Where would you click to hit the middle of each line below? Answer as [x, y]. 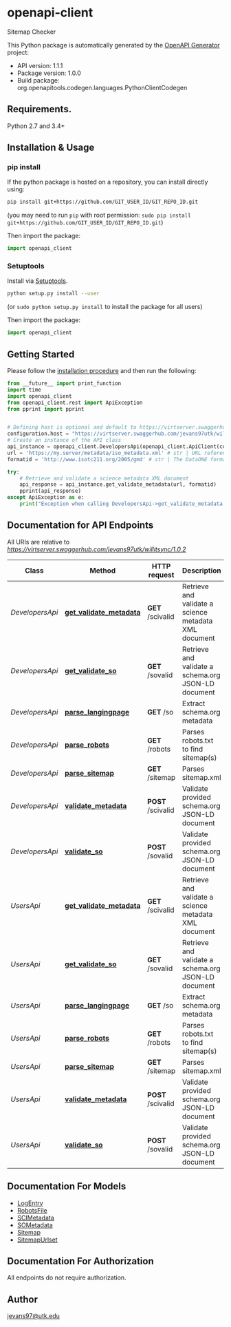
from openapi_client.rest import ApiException [75, 403]
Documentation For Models [67, 1186]
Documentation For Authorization [80, 1261]
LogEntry [30, 1203]
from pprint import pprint [46, 409]
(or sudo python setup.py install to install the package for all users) [105, 307]
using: [16, 189]
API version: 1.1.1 [40, 65]
